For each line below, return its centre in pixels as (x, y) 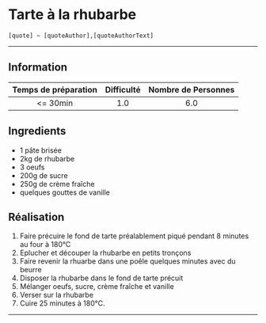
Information (38, 68)
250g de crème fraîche (57, 184)
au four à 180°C (45, 245)
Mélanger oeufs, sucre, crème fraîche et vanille (97, 287)
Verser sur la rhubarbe (56, 295)
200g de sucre (44, 175)
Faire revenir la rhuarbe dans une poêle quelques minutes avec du (127, 261)
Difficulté (123, 89)
